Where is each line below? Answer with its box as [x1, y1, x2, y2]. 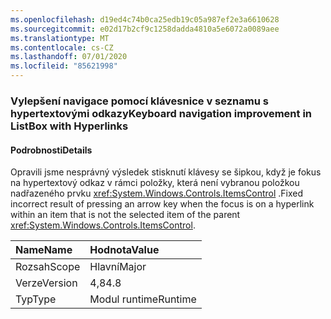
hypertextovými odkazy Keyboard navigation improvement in [10, 106, 313, 120]
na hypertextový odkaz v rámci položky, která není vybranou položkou [10, 177, 300, 189]
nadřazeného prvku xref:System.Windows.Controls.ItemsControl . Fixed [10, 187, 304, 200]
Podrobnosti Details [10, 144, 93, 156]
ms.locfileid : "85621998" [10, 61, 118, 71]
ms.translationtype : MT [10, 33, 110, 43]
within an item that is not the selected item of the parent [10, 209, 241, 221]
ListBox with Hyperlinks [10, 119, 129, 133]
